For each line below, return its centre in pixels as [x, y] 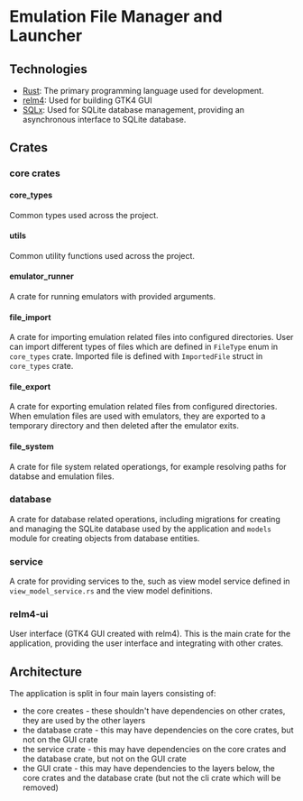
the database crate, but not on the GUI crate [104, 759]
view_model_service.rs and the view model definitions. [111, 591]
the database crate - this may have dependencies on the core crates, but [158, 730]
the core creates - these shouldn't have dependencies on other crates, [154, 711]
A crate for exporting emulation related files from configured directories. [143, 407]
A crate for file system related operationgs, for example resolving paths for [148, 466]
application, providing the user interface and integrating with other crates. [147, 643]
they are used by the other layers [84, 721]
